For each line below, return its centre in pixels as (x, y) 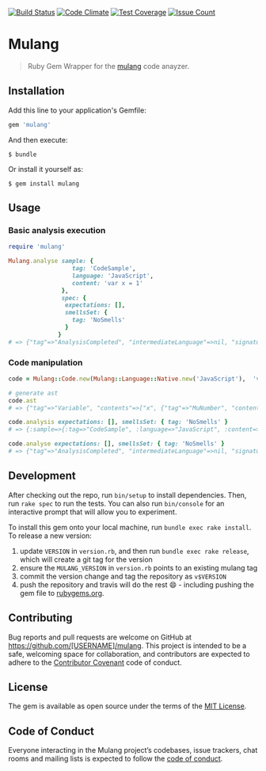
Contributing (40, 618)
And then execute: (38, 139)
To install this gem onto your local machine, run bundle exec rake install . (130, 527)
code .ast (23, 400)
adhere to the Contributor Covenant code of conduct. (95, 662)
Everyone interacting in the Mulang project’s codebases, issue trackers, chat (133, 750)
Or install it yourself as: (46, 169)
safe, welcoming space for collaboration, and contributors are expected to (129, 654)
